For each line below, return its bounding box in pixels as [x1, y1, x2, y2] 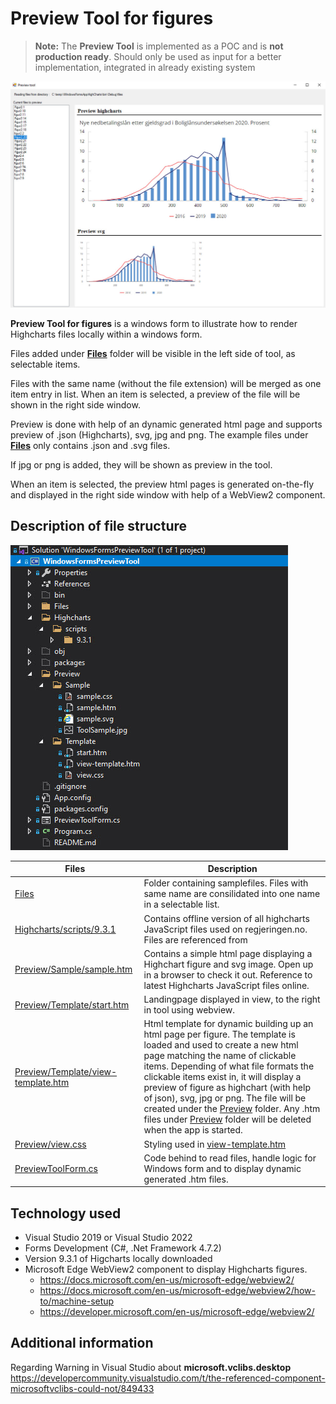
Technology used [10, 1205, 122, 1222]
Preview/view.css [14, 1138, 87, 1150]
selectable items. [10, 358, 81, 370]
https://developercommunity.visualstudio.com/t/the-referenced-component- [10, 1372, 326, 1384]
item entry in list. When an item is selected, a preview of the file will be [10, 388, 301, 400]
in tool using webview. [143, 1004, 236, 1016]
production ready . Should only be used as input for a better [34, 50, 282, 62]
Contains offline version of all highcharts [143, 912, 310, 924]
